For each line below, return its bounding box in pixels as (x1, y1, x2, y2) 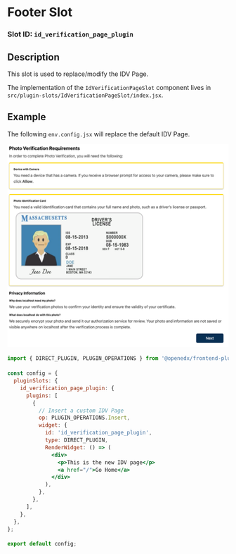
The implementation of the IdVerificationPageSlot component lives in (7, 83, 211, 91)
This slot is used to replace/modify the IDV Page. (7, 70, 149, 78)
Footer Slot (7, 4, 73, 20)
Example (7, 111, 46, 123)
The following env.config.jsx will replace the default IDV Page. (7, 129, 190, 138)
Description (7, 51, 60, 63)
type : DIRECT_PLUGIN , (44, 437, 109, 444)
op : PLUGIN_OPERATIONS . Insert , (38, 414, 131, 422)
